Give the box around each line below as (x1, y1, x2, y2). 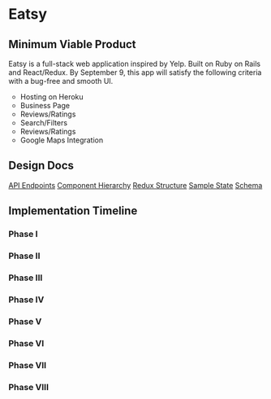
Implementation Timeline (8, 204, 138, 218)
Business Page (19, 101, 71, 110)
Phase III (8, 272, 43, 283)
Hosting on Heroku (19, 92, 84, 102)
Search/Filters (19, 118, 67, 127)
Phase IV (8, 294, 45, 305)
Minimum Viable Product (8, 37, 136, 51)
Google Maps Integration (19, 135, 104, 145)
